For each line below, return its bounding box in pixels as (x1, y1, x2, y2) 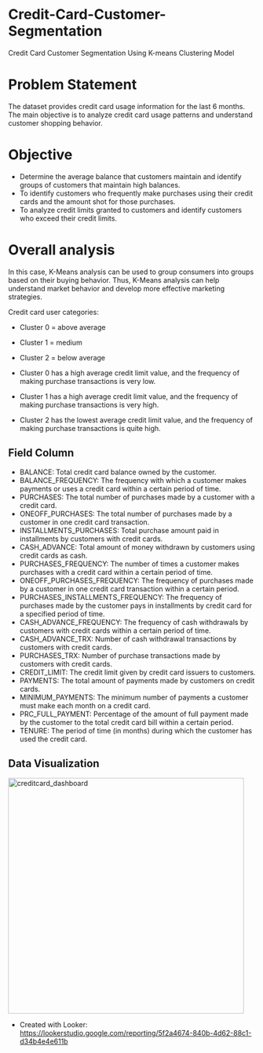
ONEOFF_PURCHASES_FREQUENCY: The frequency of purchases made (19, 576, 254, 585)
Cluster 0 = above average (19, 322, 106, 331)
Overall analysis (8, 241, 115, 258)
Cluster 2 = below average (19, 353, 106, 362)
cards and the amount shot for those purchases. (19, 196, 176, 206)
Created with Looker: (19, 1020, 88, 1029)
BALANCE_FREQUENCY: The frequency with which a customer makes (19, 475, 247, 484)
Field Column (8, 446, 75, 460)
